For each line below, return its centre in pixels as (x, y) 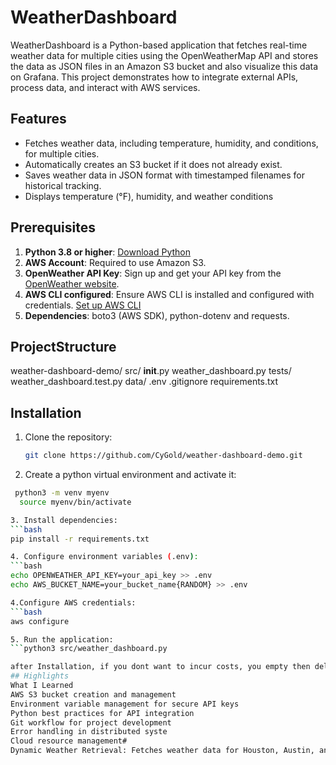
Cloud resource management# (69, 741)
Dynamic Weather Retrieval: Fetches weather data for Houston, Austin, (162, 751)
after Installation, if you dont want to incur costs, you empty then (160, 667)
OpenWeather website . (72, 283)
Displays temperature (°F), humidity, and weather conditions (149, 196)
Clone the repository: (68, 437)
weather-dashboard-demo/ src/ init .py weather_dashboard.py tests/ (151, 371)
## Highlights (40, 676)
